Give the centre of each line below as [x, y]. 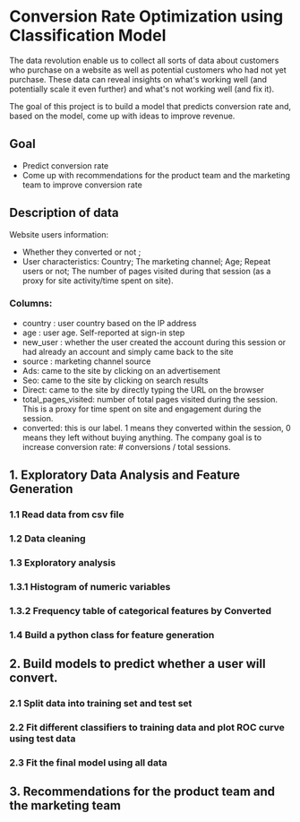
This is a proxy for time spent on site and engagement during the [141, 409]
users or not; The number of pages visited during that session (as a [146, 271]
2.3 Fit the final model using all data [88, 762]
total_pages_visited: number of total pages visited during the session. [150, 399]
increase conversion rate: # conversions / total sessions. [126, 446]
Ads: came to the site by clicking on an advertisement [121, 370]
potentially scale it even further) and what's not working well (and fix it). [142, 89]
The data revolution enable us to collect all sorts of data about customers [144, 60]
